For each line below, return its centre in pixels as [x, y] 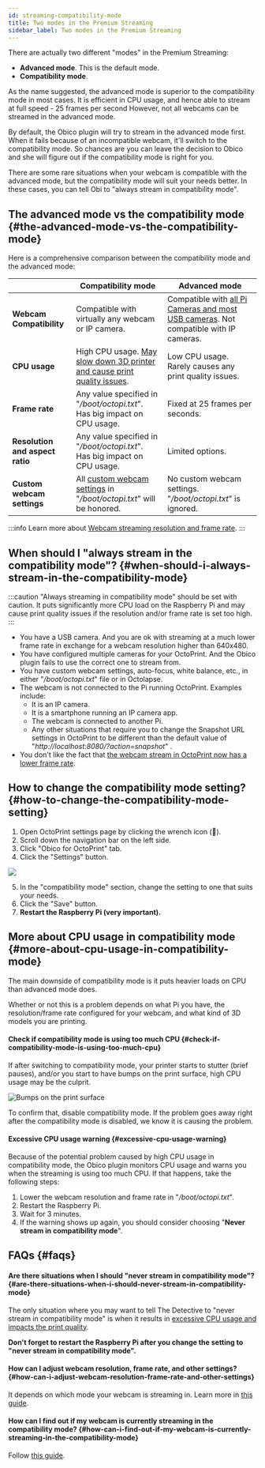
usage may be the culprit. [50, 1082]
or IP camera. [101, 329]
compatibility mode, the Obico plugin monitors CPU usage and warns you [127, 1165]
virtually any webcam [116, 319]
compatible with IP [202, 329]
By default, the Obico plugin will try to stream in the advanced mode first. [127, 132]
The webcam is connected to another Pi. [97, 721]
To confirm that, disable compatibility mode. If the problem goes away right [131, 1112]
